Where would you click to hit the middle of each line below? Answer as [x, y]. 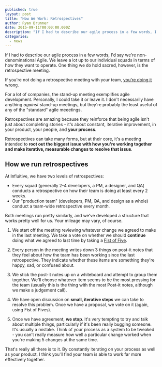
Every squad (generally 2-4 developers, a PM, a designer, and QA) [78, 185]
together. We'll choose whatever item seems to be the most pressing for [84, 280]
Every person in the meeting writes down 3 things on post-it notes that [82, 250]
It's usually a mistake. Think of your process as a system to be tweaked [83, 329]
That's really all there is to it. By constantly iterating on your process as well [80, 349]
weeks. [19, 196]
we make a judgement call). [39, 290]
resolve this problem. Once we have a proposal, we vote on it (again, [80, 304]
